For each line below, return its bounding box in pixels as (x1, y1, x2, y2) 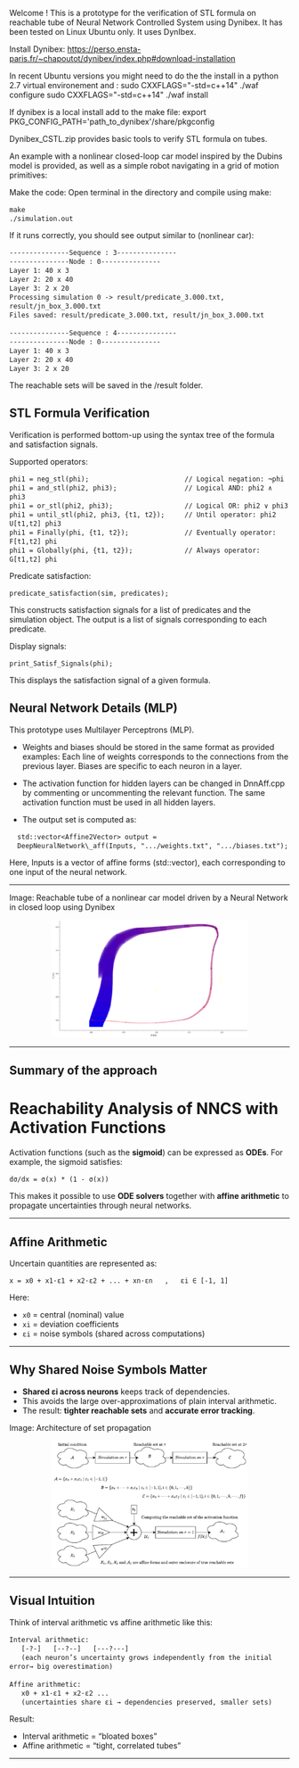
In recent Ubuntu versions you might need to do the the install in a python (9, 70, 279, 81)
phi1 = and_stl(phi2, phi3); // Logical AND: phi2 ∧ (9, 483, 273, 492)
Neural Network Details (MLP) (9, 700, 178, 716)
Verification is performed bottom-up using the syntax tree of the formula (9, 429, 275, 440)
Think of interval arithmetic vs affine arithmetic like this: (9, 1616, 214, 1627)
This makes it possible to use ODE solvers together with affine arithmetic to (9, 1191, 289, 1202)
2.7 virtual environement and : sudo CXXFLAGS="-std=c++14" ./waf (9, 80, 260, 90)
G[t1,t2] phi (9, 555, 58, 564)
